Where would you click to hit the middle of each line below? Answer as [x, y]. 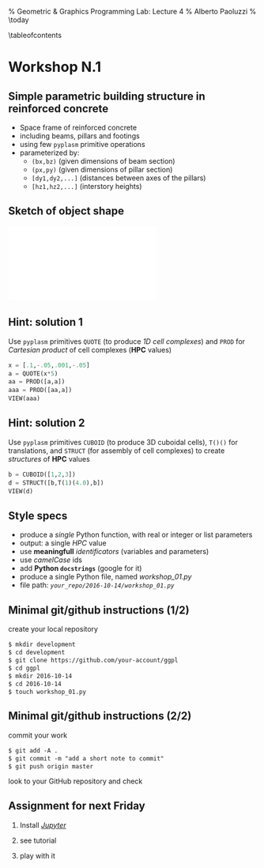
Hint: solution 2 [47, 423]
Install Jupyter [43, 825]
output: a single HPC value [63, 543]
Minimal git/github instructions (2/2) [100, 716]
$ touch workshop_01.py [47, 692]
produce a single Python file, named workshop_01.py [106, 577]
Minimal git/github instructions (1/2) [99, 610]
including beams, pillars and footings [79, 136]
